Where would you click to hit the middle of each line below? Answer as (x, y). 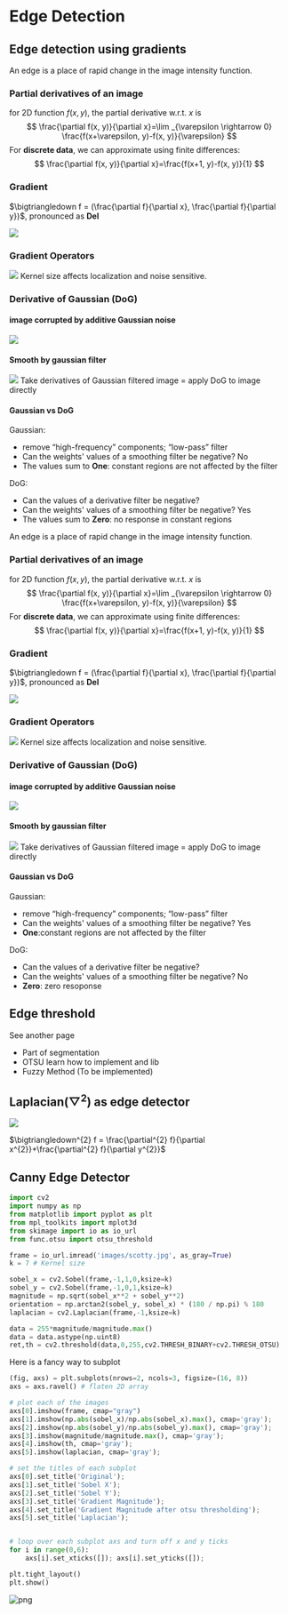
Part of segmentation (61, 1052)
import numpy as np (45, 1206)
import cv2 (29, 1198)
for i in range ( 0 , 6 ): (49, 1550)
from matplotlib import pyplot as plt (81, 1215)
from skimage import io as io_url (73, 1231)
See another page (42, 1035)
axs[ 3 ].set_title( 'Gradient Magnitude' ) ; (87, 1501)
